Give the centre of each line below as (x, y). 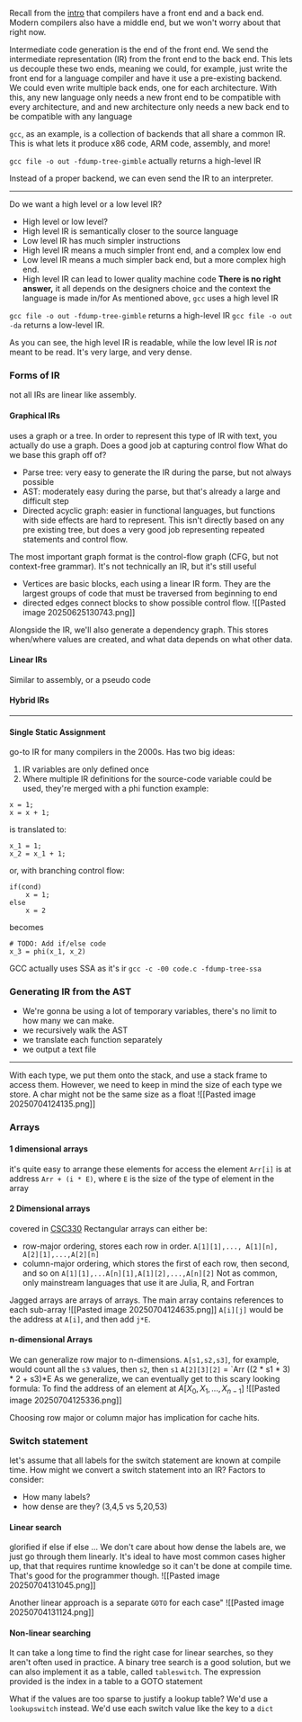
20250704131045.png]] (53, 1585)
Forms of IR (35, 375)
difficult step (45, 501)
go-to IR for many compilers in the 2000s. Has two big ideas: (122, 752)
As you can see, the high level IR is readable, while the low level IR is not (143, 342)
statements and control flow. (75, 539)
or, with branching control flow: (67, 871)
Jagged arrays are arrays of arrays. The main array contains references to (147, 1300)
